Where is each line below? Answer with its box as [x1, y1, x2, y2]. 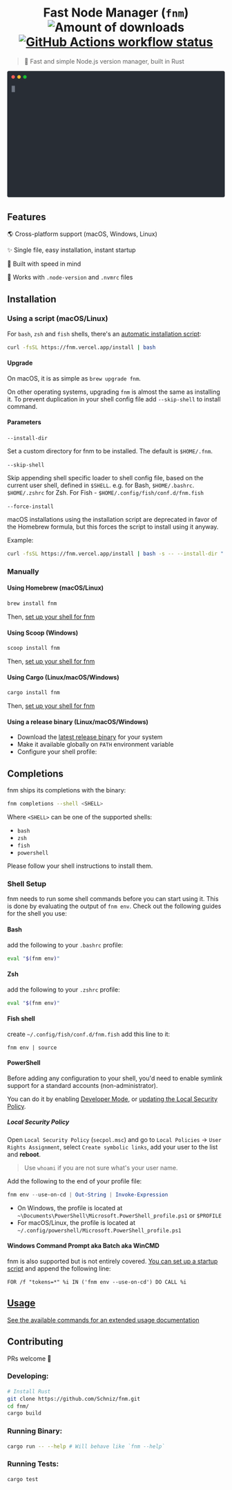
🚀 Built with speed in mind [7, 260, 81, 268]
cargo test [7, 1475, 39, 1482]
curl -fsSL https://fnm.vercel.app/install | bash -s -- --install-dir [7, 550, 217, 558]
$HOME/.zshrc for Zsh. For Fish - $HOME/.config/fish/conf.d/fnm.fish [7, 489, 204, 497]
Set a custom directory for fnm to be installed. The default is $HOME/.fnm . [7, 447, 213, 455]
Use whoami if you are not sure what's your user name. [23, 1163, 178, 1172]
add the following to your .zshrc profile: [7, 985, 120, 994]
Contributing [7, 1336, 64, 1347]
